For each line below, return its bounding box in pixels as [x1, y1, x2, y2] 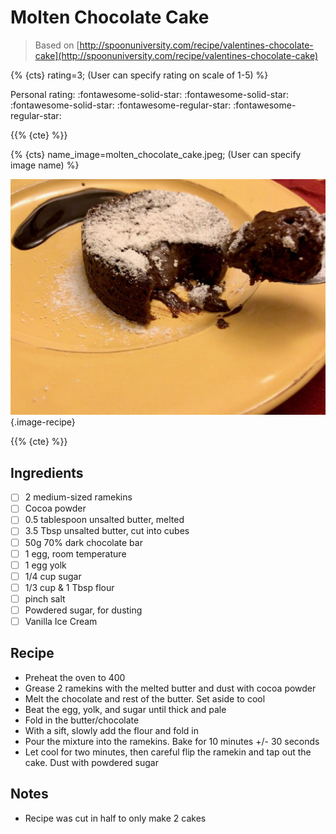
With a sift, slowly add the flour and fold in [24, 724, 199, 736]
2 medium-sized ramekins [24, 491, 133, 503]
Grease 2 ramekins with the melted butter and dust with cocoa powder [24, 682, 317, 694]
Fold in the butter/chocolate [24, 714, 140, 726]
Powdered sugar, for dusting [24, 604, 143, 616]
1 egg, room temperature [24, 547, 127, 560]
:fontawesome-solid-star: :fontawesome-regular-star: [10, 99, 232, 111]
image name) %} [10, 159, 80, 171]
